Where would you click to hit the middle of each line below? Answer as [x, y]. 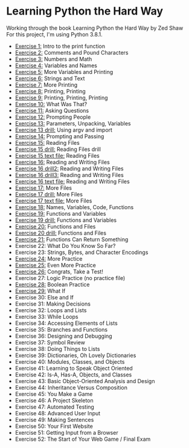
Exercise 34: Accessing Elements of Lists [66, 323]
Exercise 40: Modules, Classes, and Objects [70, 361]
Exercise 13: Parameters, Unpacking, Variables [73, 123]
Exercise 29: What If [40, 291]
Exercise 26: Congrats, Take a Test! [59, 272]
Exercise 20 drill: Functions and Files [61, 233]
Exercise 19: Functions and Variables [60, 213]
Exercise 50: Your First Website [54, 426]
